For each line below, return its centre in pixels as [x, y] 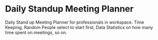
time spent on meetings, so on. [36, 32]
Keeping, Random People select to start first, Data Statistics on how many [79, 27]
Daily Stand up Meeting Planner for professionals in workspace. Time [75, 22]
